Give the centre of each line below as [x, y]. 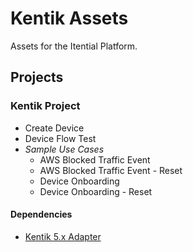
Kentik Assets [69, 18]
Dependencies [41, 214]
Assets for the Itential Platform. [74, 46]
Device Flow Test [60, 138]
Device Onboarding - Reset [96, 191]
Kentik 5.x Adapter [63, 236]
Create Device [54, 128]
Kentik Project [45, 106]
